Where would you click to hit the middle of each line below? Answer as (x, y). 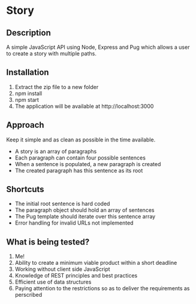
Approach (25, 125)
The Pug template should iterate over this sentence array (85, 217)
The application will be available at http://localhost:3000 (84, 106)
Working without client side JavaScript (62, 269)
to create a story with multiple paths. (52, 54)
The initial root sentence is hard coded (62, 204)
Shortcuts (25, 189)
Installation (28, 73)
